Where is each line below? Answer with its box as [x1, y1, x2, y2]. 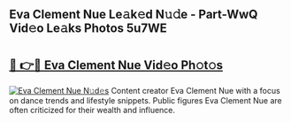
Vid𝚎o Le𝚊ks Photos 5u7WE [9, 21, 167, 36]
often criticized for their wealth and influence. [9, 105, 175, 115]
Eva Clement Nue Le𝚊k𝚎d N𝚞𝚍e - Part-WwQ [9, 7, 258, 22]
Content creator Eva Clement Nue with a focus [111, 86, 280, 95]
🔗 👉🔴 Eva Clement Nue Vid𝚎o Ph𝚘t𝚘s [9, 57, 224, 72]
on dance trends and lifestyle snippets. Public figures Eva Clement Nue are [9, 95, 283, 105]
